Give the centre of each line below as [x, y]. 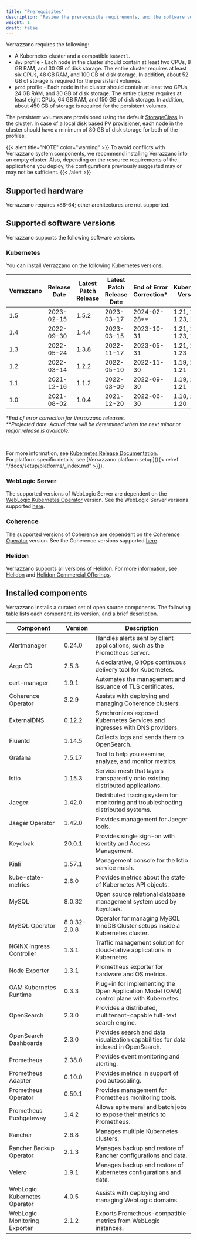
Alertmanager [28, 645]
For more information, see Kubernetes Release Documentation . [82, 453]
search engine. [116, 1022]
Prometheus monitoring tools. [136, 1097]
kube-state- [27, 877]
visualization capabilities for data [140, 1039]
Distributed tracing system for [136, 795]
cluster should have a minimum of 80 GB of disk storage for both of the [92, 130]
